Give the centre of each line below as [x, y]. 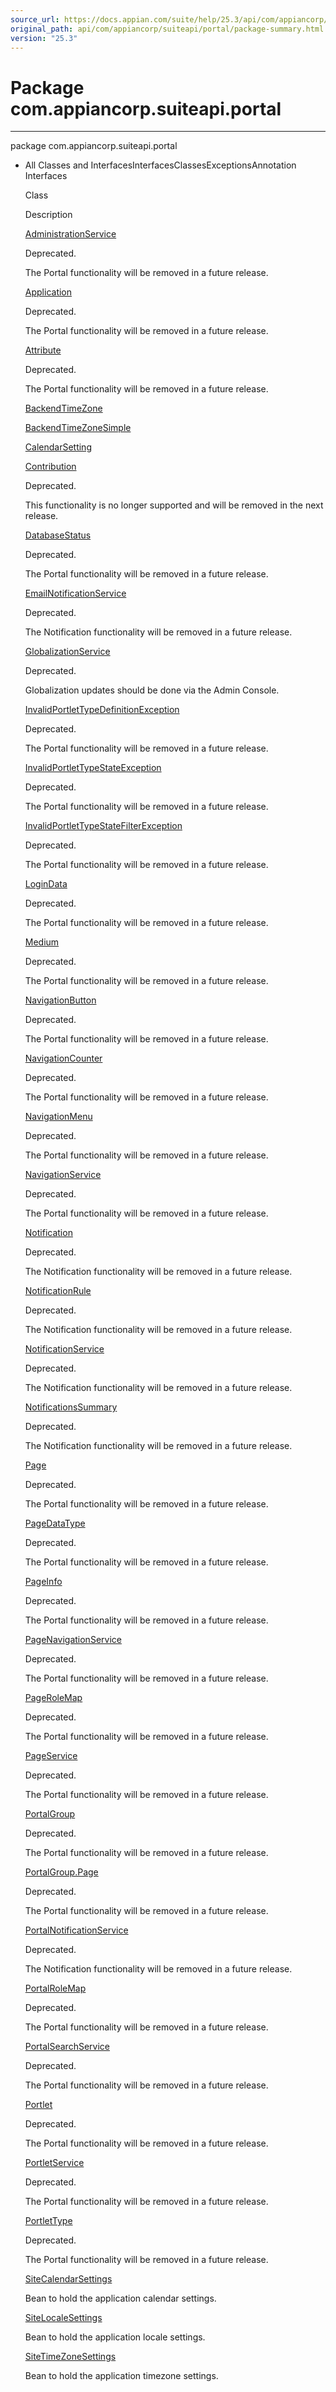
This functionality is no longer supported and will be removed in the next [174, 505]
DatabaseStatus [58, 535]
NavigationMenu [58, 1117]
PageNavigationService [73, 1640]
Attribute [43, 350]
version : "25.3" [44, 38]
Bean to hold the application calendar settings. [120, 2298]
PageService [51, 1756]
